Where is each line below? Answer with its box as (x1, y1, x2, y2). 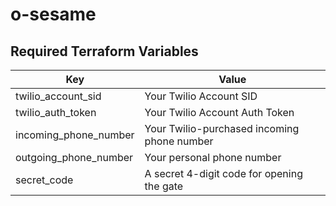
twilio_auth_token (15, 106, 97, 119)
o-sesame (10, 3, 97, 26)
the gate (144, 179, 184, 193)
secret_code (15, 173, 74, 187)
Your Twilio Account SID (144, 89, 258, 103)
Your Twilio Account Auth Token (144, 106, 295, 119)
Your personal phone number (144, 151, 282, 164)
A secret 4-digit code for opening (144, 167, 303, 180)
